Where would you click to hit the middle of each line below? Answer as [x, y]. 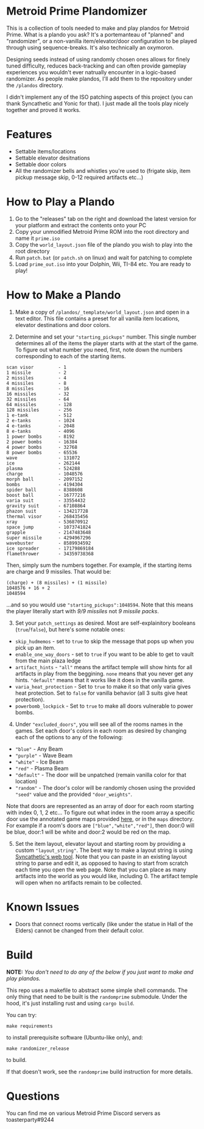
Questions [33, 1096]
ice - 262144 [43, 463]
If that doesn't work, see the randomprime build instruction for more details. [100, 1071]
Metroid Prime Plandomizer [77, 11]
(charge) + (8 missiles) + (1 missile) [57, 583]
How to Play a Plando [61, 202]
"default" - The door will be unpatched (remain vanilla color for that [101, 775]
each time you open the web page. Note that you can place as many [101, 870]
